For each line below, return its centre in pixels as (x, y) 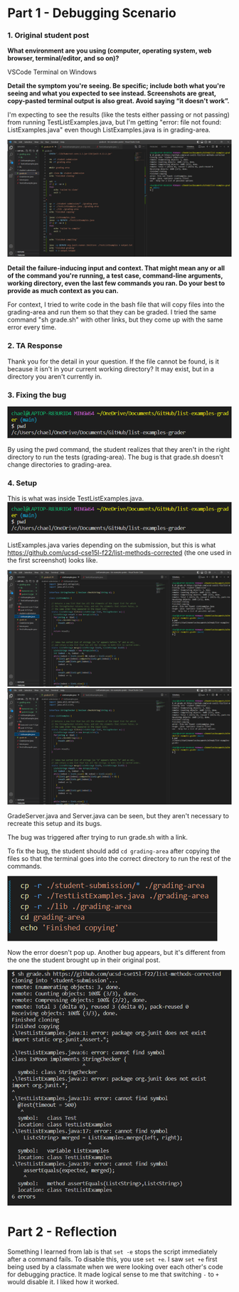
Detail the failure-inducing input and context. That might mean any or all (116, 268)
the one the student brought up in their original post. (84, 960)
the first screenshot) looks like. (53, 560)
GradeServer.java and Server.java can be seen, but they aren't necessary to (118, 816)
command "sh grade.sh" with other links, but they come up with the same (115, 320)
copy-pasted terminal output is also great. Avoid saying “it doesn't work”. (118, 101)
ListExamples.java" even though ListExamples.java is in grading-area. (109, 130)
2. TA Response (35, 346)
